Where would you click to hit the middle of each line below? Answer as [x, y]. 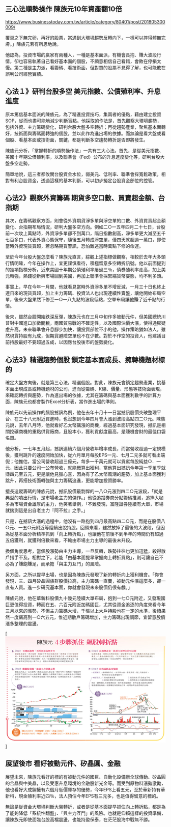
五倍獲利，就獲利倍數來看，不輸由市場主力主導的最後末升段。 [70, 540]
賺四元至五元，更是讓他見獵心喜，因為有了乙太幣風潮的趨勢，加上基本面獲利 [85, 474]
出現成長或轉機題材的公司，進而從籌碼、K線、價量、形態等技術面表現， [89, 389]
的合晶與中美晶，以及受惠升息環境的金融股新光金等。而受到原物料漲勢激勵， [85, 783]
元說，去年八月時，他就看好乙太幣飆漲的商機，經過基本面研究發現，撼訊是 [83, 425]
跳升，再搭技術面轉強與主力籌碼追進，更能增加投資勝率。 [65, 480]
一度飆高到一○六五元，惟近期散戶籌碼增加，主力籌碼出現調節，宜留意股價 [87, 617]
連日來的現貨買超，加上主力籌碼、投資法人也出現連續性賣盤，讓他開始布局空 [85, 293]
